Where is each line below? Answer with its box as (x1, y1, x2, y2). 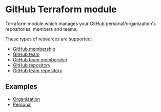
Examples (5, 82, 37, 91)
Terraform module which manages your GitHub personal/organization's (5, 20, 156, 27)
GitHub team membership (12, 56, 68, 62)
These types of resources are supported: (5, 36, 92, 42)
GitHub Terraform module (5, 4, 117, 15)
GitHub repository (12, 62, 51, 68)
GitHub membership (12, 46, 55, 52)
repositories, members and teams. (5, 26, 78, 32)
